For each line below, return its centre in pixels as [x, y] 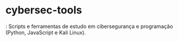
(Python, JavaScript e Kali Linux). [46, 32]
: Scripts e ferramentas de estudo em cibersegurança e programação [89, 26]
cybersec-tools [44, 10]
